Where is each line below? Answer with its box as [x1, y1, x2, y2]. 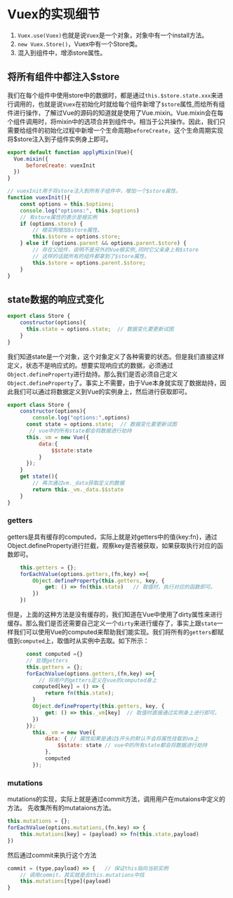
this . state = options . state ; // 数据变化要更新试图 [25, 326, 174, 333]
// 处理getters [25, 657, 69, 664]
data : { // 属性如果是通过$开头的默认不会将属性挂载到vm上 [44, 735, 199, 742]
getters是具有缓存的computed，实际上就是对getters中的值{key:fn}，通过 [7, 532, 218, 541]
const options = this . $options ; [20, 201, 114, 208]
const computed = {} [25, 650, 83, 658]
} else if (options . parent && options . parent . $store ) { [20, 240, 187, 247]
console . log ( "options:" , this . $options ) [20, 207, 140, 214]
